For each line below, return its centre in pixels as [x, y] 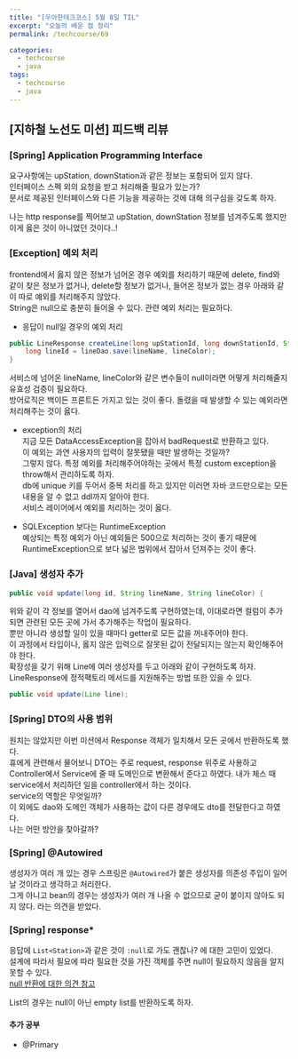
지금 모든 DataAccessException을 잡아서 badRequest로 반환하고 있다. [145, 442]
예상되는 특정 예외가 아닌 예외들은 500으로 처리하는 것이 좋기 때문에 [139, 537]
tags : [19, 75]
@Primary [40, 1045]
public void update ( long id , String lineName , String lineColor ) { [137, 593]
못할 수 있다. [31, 973]
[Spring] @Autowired [56, 852]
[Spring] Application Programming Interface [106, 155]
